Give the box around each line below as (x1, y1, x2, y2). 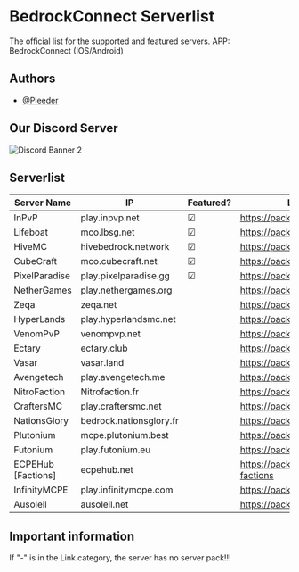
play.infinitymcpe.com (80, 484, 174, 496)
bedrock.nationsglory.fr (80, 415, 180, 427)
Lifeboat (13, 226, 49, 238)
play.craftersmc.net (80, 400, 162, 412)
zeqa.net (80, 299, 117, 311)
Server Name (14, 196, 72, 209)
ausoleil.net (80, 498, 129, 510)
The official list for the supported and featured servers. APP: (9, 36, 230, 46)
